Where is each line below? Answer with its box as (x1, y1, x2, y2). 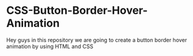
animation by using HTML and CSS (6, 43, 93, 50)
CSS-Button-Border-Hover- (6, 4, 148, 17)
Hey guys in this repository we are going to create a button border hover (6, 36, 188, 43)
